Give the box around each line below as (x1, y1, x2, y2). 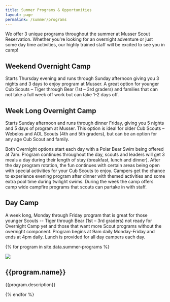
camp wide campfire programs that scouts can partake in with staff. (5, 184, 147, 190)
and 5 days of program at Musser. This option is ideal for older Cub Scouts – (5, 125, 165, 131)
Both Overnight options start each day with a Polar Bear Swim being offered (5, 146, 164, 152)
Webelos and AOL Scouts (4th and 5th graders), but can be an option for (5, 131, 157, 136)
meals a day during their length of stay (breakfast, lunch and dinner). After (5, 157, 161, 163)
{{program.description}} (5, 281, 56, 288)
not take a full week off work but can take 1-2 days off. (5, 92, 119, 98)
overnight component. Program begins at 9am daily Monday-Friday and (5, 228, 155, 234)
